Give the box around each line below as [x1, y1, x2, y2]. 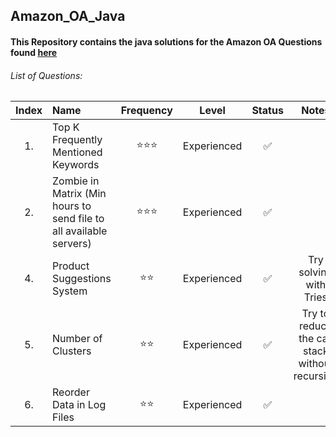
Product [52, 259, 90, 273]
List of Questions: [10, 69, 83, 81]
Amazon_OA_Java [10, 8, 126, 25]
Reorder [52, 385, 90, 399]
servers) [52, 237, 92, 251]
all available [52, 224, 108, 238]
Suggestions [52, 272, 112, 286]
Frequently [52, 133, 103, 147]
